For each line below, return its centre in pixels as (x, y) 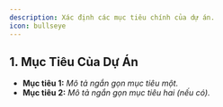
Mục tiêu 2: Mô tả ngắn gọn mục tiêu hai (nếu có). (116, 93)
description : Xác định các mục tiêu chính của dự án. (112, 17)
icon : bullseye (38, 26)
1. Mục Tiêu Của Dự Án (74, 62)
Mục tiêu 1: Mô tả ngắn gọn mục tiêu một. (100, 83)
